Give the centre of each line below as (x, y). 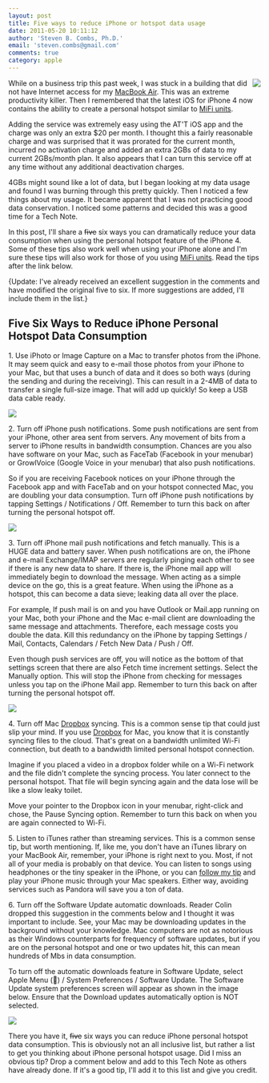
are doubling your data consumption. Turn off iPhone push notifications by (131, 495)
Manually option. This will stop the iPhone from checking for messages (125, 676)
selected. (24, 1005)
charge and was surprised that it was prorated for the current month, (122, 141)
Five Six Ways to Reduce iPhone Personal (113, 324)
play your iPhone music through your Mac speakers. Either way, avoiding (128, 880)
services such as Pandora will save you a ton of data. (96, 889)
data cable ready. (37, 398)
